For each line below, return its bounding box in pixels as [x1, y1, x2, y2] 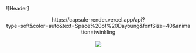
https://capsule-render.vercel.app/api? [51, 16, 145, 23]
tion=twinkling [81, 29, 116, 36]
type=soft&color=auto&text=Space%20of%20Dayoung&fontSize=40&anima [6, 23, 191, 29]
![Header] [6, 5, 29, 12]
